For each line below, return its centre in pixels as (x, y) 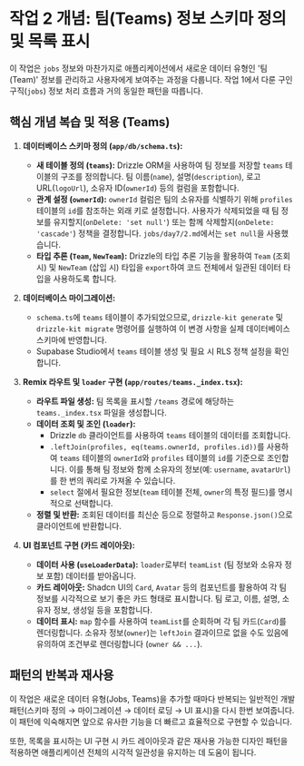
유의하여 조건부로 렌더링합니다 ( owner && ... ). (119, 643)
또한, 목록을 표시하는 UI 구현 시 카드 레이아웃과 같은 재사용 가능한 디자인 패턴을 (149, 741)
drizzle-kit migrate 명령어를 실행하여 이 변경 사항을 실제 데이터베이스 (163, 329)
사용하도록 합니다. (85, 279)
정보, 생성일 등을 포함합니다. (103, 610)
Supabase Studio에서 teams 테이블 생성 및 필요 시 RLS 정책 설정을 (154, 351)
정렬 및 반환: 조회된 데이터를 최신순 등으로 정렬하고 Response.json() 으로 (164, 515)
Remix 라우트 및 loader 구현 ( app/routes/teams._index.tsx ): (132, 381)
